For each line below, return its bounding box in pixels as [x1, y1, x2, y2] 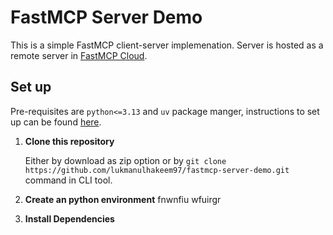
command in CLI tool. [24, 174, 113, 186]
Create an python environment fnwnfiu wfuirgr [24, 193, 222, 205]
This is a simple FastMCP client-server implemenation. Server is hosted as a [10, 39, 324, 51]
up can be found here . [10, 116, 102, 128]
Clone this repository [24, 135, 115, 147]
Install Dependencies [24, 212, 115, 225]
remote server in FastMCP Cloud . [10, 49, 148, 61]
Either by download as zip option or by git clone [24, 154, 227, 166]
